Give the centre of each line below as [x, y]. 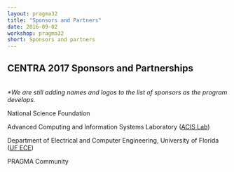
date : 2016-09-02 [33, 27]
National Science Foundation [49, 113]
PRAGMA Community [38, 161]
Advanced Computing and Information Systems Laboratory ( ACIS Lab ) [109, 127]
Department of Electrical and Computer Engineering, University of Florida [113, 140]
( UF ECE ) [20, 148]
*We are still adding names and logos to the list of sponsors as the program [117, 92]
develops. [21, 99]
